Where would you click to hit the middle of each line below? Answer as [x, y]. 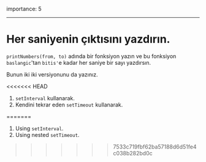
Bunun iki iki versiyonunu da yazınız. [52, 74]
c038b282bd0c [133, 153]
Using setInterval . [39, 128]
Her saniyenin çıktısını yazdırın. [88, 39]
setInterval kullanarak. [45, 98]
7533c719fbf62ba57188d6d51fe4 [155, 147]
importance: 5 [24, 9]
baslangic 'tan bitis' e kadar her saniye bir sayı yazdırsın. [79, 62]
